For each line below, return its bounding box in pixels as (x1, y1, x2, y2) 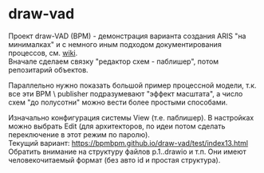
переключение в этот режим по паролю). (8, 129, 150, 140)
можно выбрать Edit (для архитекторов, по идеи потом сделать (8, 121, 226, 131)
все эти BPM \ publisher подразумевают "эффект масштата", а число (8, 88, 243, 98)
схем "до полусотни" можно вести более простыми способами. (8, 97, 228, 107)
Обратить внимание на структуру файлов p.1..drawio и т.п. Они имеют (8, 147, 247, 156)
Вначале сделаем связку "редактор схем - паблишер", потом (8, 57, 219, 66)
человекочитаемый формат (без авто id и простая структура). (8, 155, 221, 164)
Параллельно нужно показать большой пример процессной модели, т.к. (8, 81, 257, 90)
